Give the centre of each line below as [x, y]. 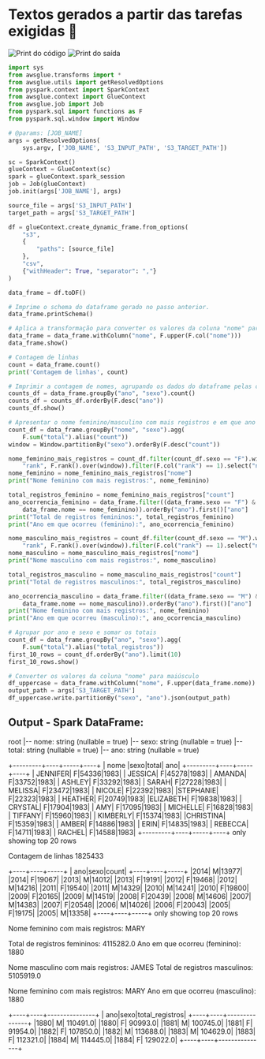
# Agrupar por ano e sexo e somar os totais [82, 632]
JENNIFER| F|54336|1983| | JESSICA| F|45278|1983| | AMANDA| [141, 774]
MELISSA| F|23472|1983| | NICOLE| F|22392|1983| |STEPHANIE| [114, 790]
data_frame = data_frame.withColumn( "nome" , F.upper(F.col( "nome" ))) [125, 336]
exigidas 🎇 [43, 31]
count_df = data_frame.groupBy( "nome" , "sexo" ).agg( [97, 430]
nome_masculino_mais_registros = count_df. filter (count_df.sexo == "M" [128, 539]
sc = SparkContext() [42, 162]
